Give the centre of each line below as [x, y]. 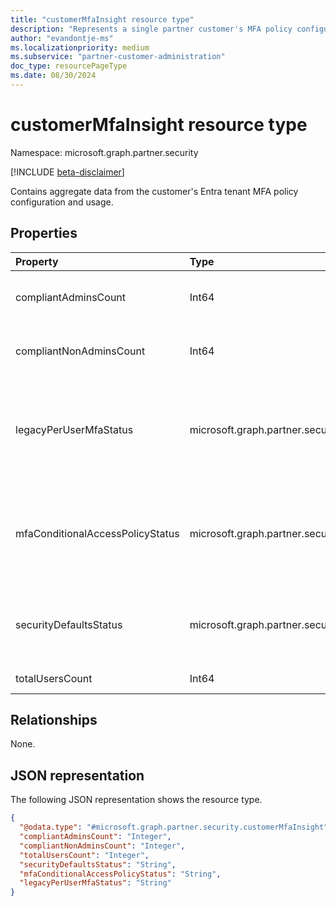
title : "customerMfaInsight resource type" [102, 19]
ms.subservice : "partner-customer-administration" [118, 57]
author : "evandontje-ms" [62, 38]
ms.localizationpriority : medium [80, 47]
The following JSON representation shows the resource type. [136, 800]
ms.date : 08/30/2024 [53, 76]
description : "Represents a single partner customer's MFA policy [151, 29]
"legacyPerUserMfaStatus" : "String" [95, 883]
